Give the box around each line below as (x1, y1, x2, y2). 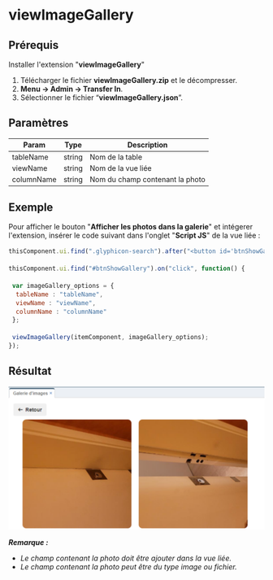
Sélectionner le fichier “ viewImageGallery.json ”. (19, 93, 184, 102)
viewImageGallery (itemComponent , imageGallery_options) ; (11, 334, 209, 342)
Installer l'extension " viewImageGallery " (8, 59, 145, 69)
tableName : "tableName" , (15, 290, 104, 299)
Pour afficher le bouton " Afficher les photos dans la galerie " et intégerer (8, 222, 253, 232)
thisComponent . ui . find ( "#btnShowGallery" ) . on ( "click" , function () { (8, 264, 245, 273)
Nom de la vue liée (89, 163, 152, 172)
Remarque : (8, 538, 49, 547)
